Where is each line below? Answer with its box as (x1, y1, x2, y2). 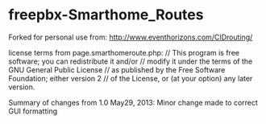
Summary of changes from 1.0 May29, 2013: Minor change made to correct (8, 97, 258, 107)
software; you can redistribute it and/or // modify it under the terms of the (8, 56, 253, 66)
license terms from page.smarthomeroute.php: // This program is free (8, 48, 240, 57)
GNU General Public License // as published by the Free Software (8, 64, 226, 74)
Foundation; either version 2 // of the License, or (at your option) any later (8, 73, 253, 83)
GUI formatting (8, 106, 58, 116)
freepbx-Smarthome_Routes (8, 6, 204, 24)
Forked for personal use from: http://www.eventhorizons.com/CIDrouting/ (8, 32, 253, 42)
